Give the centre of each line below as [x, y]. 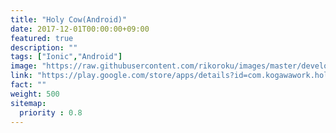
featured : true [42, 38]
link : [21, 76]
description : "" [44, 47]
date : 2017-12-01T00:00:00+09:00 [80, 29]
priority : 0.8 [51, 112]
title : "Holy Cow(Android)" [69, 19]
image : [24, 66]
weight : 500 [35, 94]
